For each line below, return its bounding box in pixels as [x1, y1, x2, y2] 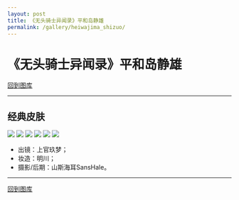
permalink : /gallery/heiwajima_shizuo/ [7, 23, 126, 30]
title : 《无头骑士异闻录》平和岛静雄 [7, 17, 105, 24]
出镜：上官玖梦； [17, 145, 68, 154]
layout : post [7, 10, 46, 18]
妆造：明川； [17, 154, 55, 163]
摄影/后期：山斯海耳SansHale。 [17, 163, 111, 172]
